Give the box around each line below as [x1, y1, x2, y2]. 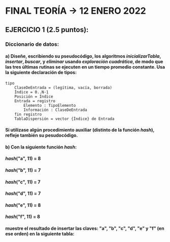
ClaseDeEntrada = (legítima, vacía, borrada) [14, 85, 113, 90]
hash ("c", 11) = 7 [5, 178, 41, 185]
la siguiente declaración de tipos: [5, 69, 77, 76]
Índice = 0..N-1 [14, 89, 49, 95]
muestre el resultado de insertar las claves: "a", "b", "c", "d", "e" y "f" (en [5, 225, 164, 231]
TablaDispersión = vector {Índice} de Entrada [14, 116, 115, 122]
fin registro [14, 112, 42, 117]
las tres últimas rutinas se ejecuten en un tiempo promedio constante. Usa [5, 64, 165, 70]
